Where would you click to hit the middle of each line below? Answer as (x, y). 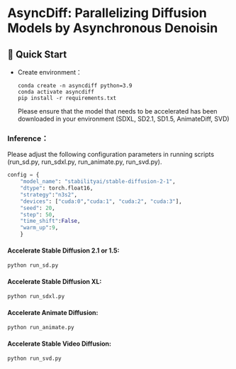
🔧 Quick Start (37, 54)
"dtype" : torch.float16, (57, 188)
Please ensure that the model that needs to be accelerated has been (117, 111)
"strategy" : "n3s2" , (49, 194)
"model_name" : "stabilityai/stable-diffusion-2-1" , (98, 182)
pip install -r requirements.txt (67, 98)
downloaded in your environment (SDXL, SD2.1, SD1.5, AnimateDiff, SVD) (123, 119)
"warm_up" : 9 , (39, 228)
